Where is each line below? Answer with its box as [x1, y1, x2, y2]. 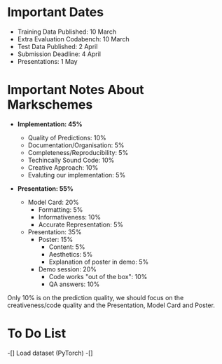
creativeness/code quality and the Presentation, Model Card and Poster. [7, 301, 216, 309]
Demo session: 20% [38, 264, 97, 274]
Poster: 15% [38, 235, 74, 243]
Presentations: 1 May [17, 57, 78, 65]
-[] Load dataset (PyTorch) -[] [7, 349, 93, 357]
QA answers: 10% [48, 280, 100, 288]
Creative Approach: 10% [27, 163, 99, 172]
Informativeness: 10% [38, 213, 102, 221]
